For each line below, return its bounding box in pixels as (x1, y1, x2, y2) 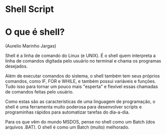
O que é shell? (5, 26, 65, 38)
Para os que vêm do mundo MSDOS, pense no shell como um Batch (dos (5, 119, 156, 125)
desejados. (5, 63, 28, 69)
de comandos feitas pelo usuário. (5, 89, 74, 95)
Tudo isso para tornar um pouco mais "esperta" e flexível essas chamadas (5, 83, 158, 89)
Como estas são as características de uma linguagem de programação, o (5, 98, 156, 104)
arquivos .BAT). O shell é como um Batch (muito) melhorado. (5, 124, 130, 130)
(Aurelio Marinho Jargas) (5, 43, 56, 49)
